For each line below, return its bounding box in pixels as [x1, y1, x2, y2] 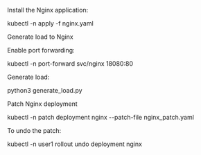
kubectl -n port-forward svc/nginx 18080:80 [7, 60, 134, 68]
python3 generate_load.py [7, 86, 82, 94]
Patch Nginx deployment [7, 100, 78, 108]
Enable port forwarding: [7, 46, 75, 54]
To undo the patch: [7, 127, 62, 134]
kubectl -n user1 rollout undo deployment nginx [7, 140, 142, 148]
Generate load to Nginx [7, 33, 74, 41]
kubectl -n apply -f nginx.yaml [7, 19, 94, 27]
